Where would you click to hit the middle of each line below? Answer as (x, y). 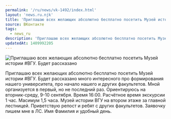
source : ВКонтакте (25, 24)
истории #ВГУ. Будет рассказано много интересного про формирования (84, 78)
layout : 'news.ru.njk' (29, 15)
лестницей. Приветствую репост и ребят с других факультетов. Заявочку (85, 106)
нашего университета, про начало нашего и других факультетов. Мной (83, 84)
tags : (11, 29)
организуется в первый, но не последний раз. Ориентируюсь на (76, 89)
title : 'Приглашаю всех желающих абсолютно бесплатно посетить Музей (81, 19)
